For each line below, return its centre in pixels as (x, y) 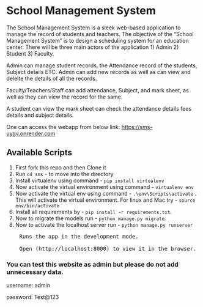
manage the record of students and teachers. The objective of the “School (100, 34)
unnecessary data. (35, 272)
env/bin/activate (37, 205)
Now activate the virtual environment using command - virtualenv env (105, 187)
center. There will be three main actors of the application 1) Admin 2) (93, 47)
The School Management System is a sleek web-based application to (94, 28)
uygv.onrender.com (31, 133)
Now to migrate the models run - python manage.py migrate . (90, 218)
